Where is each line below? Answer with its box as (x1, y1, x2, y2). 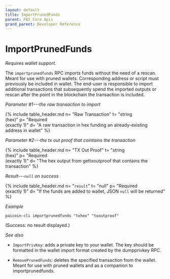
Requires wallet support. (5, 60, 57, 66)
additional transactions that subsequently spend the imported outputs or (5, 86, 157, 92)
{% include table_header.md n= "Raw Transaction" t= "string (5, 111, 132, 117)
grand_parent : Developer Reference (5, 21, 81, 27)
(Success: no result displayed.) (5, 222, 70, 228)
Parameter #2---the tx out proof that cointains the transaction (5, 137, 135, 144)
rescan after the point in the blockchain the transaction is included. (5, 92, 145, 98)
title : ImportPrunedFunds (5, 12, 60, 17)
